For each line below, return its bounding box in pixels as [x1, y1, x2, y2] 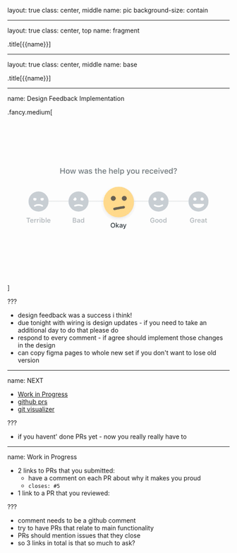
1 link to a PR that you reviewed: [17, 489, 111, 497]
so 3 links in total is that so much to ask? [17, 539, 135, 547]
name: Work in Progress [7, 453, 78, 461]
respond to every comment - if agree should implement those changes [17, 333, 224, 342]
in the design [17, 341, 56, 349]
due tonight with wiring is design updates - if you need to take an [17, 319, 207, 327]
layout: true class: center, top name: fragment [7, 26, 140, 35]
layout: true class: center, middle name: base [7, 60, 138, 69]
